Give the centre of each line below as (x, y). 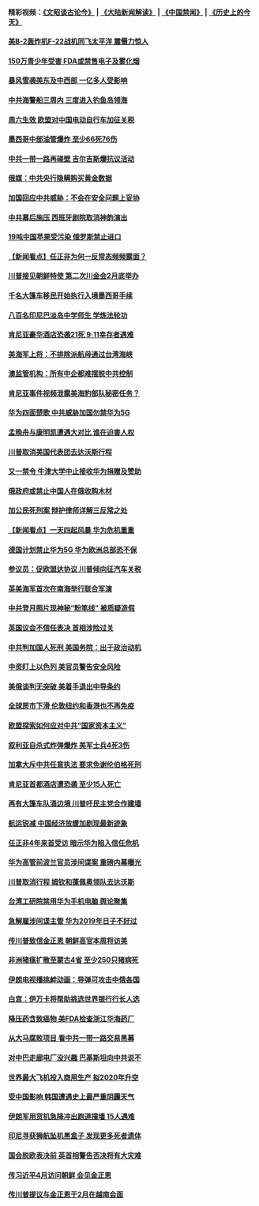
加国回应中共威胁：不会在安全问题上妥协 (74, 197)
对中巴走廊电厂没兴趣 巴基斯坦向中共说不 (75, 1058)
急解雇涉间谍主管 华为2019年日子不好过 (73, 921)
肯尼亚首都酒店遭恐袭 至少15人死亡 (65, 784)
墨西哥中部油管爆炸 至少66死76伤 (63, 139)
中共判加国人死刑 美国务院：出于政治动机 (75, 647)
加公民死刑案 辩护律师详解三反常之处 (68, 510)
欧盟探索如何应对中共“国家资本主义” (68, 725)
